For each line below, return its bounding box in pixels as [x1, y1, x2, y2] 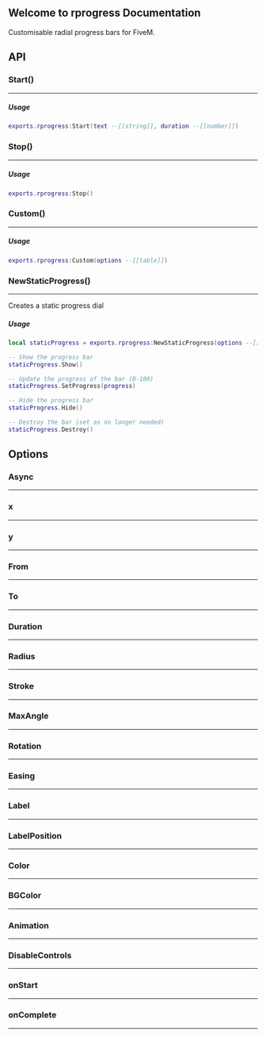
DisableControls [8, 950, 72, 961]
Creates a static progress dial [8, 301, 104, 310]
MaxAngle [8, 710, 49, 721]
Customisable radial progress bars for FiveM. [8, 27, 156, 36]
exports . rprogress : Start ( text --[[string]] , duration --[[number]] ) [8, 122, 239, 130]
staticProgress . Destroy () [8, 425, 93, 433]
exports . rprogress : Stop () [8, 190, 93, 198]
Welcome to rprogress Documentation [8, 6, 201, 20]
